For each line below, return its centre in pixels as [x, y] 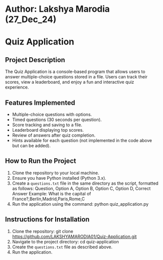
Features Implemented [40, 103]
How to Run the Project [41, 161]
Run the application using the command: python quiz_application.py [80, 204]
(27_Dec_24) [31, 19]
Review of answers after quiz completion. [54, 135]
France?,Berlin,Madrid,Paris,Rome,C [49, 199]
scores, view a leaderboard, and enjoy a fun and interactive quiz [70, 82]
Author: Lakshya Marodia [57, 9]
